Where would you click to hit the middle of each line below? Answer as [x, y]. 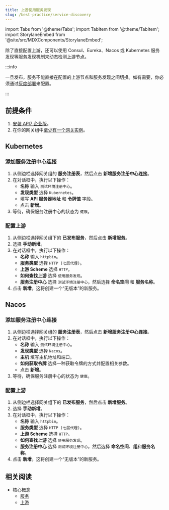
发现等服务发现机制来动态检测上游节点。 [47, 57]
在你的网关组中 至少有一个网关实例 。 [50, 130]
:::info [11, 67]
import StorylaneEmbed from [35, 34]
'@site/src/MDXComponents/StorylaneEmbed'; [54, 40]
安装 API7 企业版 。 [32, 124]
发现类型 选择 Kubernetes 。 [48, 192]
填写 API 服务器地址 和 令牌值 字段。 [58, 199]
